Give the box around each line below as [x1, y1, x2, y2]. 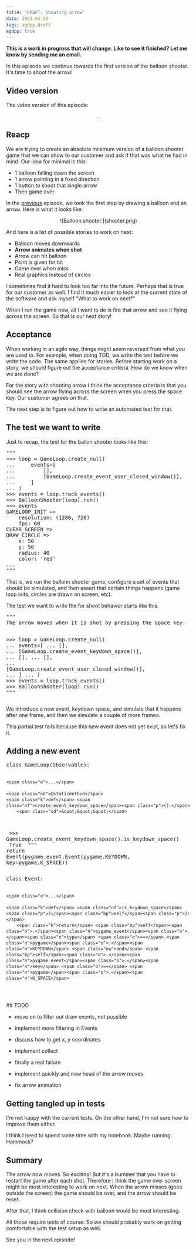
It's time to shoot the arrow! [6, 69, 73, 76]
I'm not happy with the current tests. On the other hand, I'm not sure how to [6, 1114, 189, 1121]
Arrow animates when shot [14, 246, 82, 253]
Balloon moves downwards [14, 240, 80, 247]
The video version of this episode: [6, 102, 89, 109]
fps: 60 [18, 520, 40, 527]
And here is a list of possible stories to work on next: [6, 228, 133, 235]
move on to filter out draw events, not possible [14, 1013, 127, 1020]
